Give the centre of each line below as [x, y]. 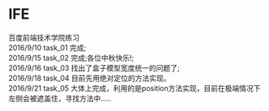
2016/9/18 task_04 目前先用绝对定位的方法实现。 [90, 78]
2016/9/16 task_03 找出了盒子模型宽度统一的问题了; [94, 68]
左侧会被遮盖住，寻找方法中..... [60, 98]
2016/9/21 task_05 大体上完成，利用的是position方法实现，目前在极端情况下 [134, 88]
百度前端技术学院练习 [44, 37]
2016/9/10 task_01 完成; [47, 47]
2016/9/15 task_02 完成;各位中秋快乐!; [71, 58]
